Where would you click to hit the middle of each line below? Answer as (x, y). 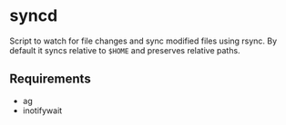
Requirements (50, 79)
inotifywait (42, 111)
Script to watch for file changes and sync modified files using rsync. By (143, 41)
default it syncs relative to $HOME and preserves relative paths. (125, 50)
